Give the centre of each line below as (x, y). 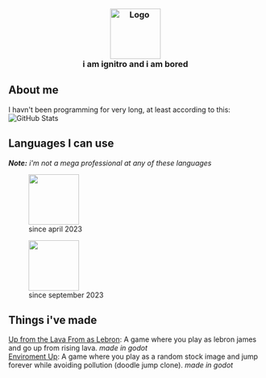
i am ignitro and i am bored (135, 64)
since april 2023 (56, 229)
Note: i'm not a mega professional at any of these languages (110, 163)
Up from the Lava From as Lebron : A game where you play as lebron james (132, 339)
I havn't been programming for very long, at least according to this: (120, 110)
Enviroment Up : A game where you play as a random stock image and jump (133, 357)
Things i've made (53, 320)
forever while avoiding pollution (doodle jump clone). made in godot (121, 365)
